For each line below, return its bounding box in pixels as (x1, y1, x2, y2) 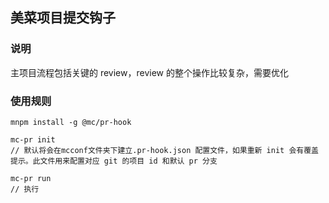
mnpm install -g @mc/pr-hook (10, 117, 132, 127)
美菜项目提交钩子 (10, 9, 116, 27)
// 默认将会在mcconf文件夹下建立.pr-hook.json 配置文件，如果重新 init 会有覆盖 (10, 145, 319, 155)
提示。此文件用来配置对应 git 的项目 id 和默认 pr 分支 (10, 156, 218, 166)
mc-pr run (10, 173, 52, 183)
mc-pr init (10, 134, 56, 145)
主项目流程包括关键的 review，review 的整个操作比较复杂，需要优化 (10, 66, 289, 78)
